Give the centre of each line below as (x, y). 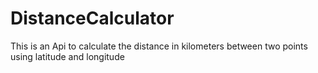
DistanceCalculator (92, 18)
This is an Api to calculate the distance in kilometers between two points (159, 46)
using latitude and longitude (67, 56)
